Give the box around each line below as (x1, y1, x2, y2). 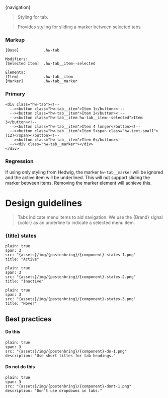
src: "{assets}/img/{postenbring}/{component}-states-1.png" (5, 252, 136, 258)
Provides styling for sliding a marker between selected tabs (17, 24, 141, 30)
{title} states (5, 232, 37, 239)
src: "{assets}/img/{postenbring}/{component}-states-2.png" (5, 274, 136, 279)
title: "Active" (5, 257, 39, 262)
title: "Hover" (5, 301, 37, 306)
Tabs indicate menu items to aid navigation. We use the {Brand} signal (17, 214, 163, 220)
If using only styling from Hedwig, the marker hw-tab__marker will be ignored (5, 169, 163, 175)
